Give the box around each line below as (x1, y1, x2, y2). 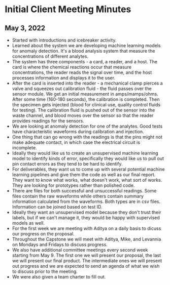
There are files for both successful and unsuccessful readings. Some (12, 188, 157, 193)
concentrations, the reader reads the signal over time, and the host (12, 69, 152, 75)
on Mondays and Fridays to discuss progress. (12, 241, 108, 248)
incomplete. (12, 145, 37, 150)
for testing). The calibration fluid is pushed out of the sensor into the (12, 107, 155, 113)
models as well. (12, 220, 45, 226)
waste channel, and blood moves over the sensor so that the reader (12, 112, 154, 118)
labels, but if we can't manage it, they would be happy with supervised (12, 215, 160, 221)
